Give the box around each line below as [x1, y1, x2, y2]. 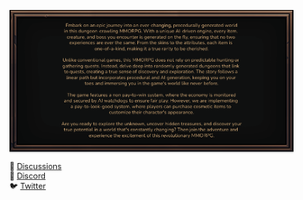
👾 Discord [9, 170, 47, 181]
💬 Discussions [9, 161, 62, 171]
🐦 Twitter [9, 181, 47, 191]
